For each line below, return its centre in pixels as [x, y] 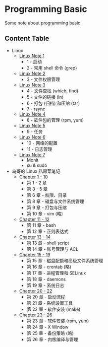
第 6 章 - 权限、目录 [47, 195]
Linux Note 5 [32, 126]
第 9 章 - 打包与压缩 [47, 208]
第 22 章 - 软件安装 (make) [54, 309]
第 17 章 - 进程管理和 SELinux [56, 273]
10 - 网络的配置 [42, 143]
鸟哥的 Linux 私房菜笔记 [36, 171]
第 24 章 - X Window [48, 327]
